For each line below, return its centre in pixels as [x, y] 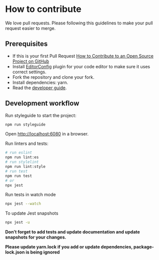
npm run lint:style [25, 167]
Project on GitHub [31, 61]
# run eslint [19, 153]
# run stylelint [22, 162]
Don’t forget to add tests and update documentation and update [73, 232]
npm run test [19, 176]
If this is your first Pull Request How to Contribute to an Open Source [83, 56]
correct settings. [29, 72]
